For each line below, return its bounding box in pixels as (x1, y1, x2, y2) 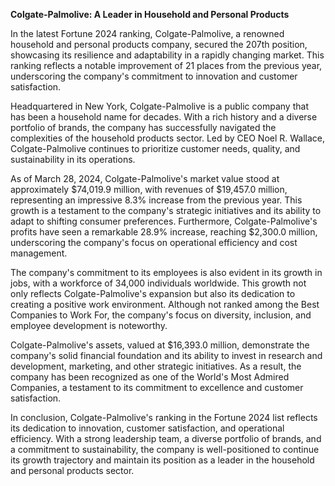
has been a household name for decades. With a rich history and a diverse (10, 111, 318, 123)
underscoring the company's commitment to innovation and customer (10, 70, 298, 82)
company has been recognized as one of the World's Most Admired (10, 371, 290, 383)
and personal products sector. (10, 465, 135, 476)
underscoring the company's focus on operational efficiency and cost (10, 237, 298, 248)
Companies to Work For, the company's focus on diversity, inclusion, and (10, 309, 312, 321)
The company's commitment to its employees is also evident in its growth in (10, 267, 323, 278)
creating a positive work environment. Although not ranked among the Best (10, 299, 320, 310)
